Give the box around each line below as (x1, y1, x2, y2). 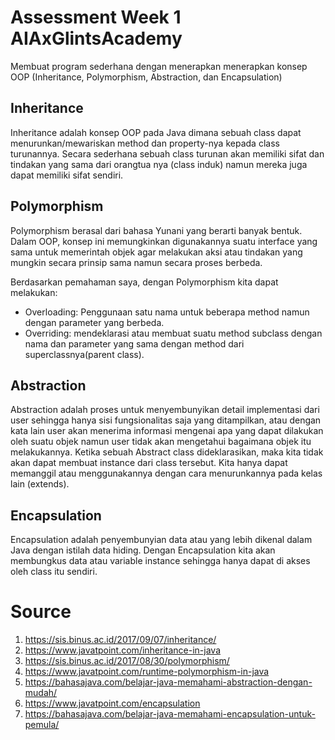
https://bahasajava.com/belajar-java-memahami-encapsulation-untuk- (24, 708, 316, 720)
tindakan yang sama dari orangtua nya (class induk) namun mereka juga (10, 158, 308, 170)
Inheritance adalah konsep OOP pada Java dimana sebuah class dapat (10, 126, 302, 138)
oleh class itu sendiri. (10, 566, 98, 578)
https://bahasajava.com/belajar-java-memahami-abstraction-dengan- (24, 676, 313, 688)
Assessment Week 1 (10, 6, 182, 29)
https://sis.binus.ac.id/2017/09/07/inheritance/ (24, 634, 217, 646)
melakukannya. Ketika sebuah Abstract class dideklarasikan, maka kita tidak (10, 446, 324, 458)
